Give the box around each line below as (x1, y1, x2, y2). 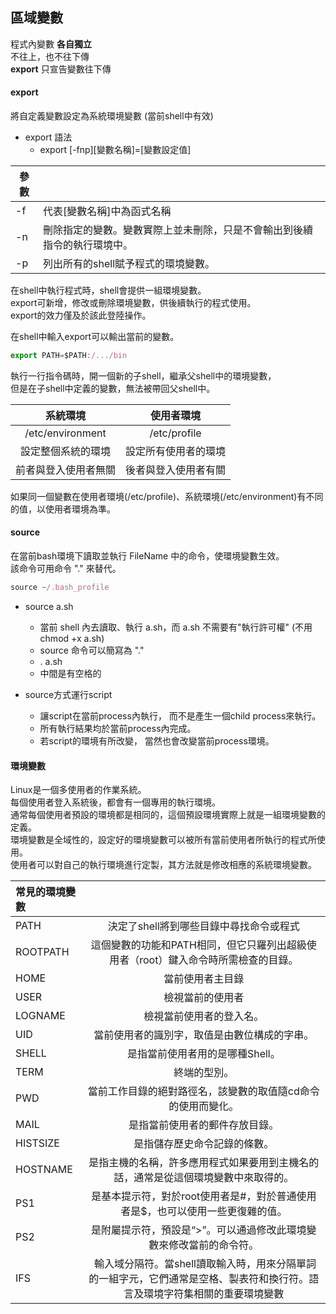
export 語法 (24, 131, 73, 143)
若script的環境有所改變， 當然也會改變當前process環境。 (39, 734, 275, 747)
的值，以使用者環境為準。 (10, 503, 116, 515)
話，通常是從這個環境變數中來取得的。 (113, 1171, 295, 1185)
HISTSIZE (15, 1136, 60, 1150)
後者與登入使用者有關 (125, 463, 227, 477)
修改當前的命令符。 (168, 1238, 260, 1252)
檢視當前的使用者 (163, 991, 245, 1005)
